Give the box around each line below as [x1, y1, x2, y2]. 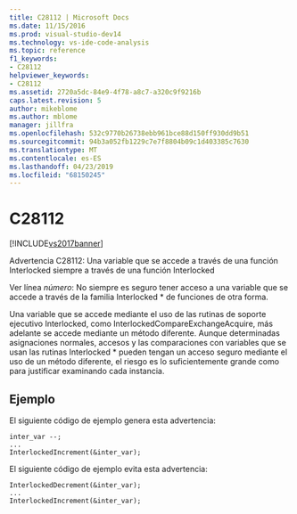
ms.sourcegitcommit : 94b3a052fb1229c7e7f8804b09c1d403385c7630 [9, 137, 250, 146]
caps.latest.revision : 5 [9, 95, 102, 105]
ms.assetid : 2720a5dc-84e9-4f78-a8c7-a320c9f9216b [9, 87, 202, 96]
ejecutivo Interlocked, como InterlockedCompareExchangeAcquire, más [9, 318, 274, 330]
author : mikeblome [9, 104, 78, 113]
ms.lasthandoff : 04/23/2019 [9, 162, 114, 171]
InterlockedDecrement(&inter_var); [9, 481, 142, 490]
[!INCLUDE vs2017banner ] [9, 238, 104, 249]
